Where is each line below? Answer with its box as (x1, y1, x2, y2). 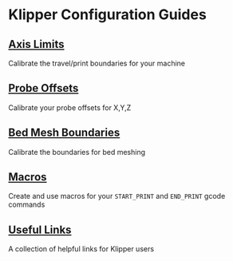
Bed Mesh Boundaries (8, 126, 120, 140)
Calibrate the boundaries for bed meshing (8, 147, 146, 156)
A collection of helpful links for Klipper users (8, 244, 154, 254)
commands (8, 200, 45, 209)
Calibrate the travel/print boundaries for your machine (8, 58, 186, 68)
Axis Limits (8, 38, 65, 51)
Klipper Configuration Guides (8, 6, 207, 24)
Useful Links (8, 223, 72, 236)
